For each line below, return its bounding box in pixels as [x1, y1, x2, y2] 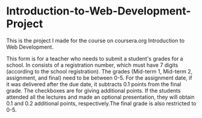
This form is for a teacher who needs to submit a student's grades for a [6, 55, 183, 62]
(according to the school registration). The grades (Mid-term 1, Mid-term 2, [6, 67, 193, 75]
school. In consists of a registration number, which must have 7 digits [6, 61, 178, 69]
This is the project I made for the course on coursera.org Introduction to [6, 37, 185, 44]
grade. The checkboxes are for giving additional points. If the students [6, 87, 181, 94]
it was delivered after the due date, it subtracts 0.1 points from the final [6, 80, 181, 88]
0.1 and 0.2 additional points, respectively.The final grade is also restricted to [6, 99, 197, 107]
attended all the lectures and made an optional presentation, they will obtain [6, 93, 195, 101]
